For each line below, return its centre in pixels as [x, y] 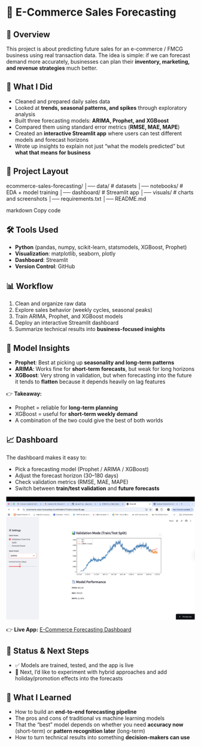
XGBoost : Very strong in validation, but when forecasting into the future [103, 376]
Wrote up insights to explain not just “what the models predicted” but [100, 146]
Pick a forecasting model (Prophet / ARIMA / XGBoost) [82, 469]
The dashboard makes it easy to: [47, 457]
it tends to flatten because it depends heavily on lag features [90, 382]
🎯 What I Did [29, 87]
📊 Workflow [30, 286]
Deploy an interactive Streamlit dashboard [67, 323]
